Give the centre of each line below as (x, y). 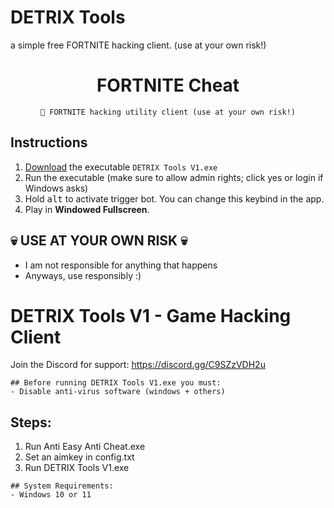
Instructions (49, 142)
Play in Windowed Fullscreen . (87, 209)
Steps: (31, 422)
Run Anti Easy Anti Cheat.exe (85, 447)
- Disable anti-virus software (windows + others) (118, 392)
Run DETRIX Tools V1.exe (77, 468)
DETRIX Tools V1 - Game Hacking (151, 315)
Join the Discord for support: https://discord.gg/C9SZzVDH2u (138, 365)
